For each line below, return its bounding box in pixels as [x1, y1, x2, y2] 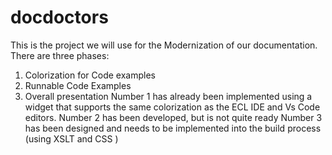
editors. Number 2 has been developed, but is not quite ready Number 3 [24, 111, 323, 123]
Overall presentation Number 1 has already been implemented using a [24, 90, 313, 102]
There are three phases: [10, 49, 110, 61]
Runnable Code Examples [24, 79, 132, 91]
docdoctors [10, 6, 109, 29]
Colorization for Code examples [24, 69, 156, 81]
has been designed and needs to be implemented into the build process [24, 122, 322, 134]
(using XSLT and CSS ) [24, 132, 119, 145]
